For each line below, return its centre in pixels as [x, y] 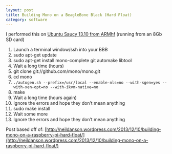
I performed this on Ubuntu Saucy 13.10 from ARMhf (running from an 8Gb [84, 34]
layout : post [20, 10]
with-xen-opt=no [30, 87]
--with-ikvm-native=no [74, 87]
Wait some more [30, 114]
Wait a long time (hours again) [45, 98]
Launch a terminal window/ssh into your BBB [60, 50]
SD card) [15, 40]
